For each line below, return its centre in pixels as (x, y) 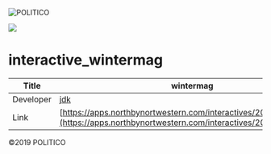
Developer (32, 99)
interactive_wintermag (86, 60)
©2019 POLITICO (37, 142)
